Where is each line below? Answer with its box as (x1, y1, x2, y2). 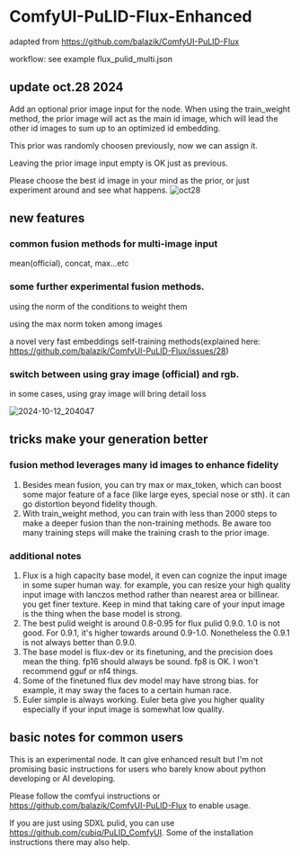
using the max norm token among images (9, 318, 163, 329)
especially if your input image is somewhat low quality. (22, 704, 225, 715)
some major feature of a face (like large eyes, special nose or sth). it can (22, 489, 290, 500)
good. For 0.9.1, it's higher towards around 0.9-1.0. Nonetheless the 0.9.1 (22, 627, 290, 638)
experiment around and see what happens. (9, 185, 169, 195)
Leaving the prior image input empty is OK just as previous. (9, 158, 229, 168)
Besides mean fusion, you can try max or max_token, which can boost (22, 479, 282, 490)
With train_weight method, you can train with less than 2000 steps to (22, 508, 278, 518)
